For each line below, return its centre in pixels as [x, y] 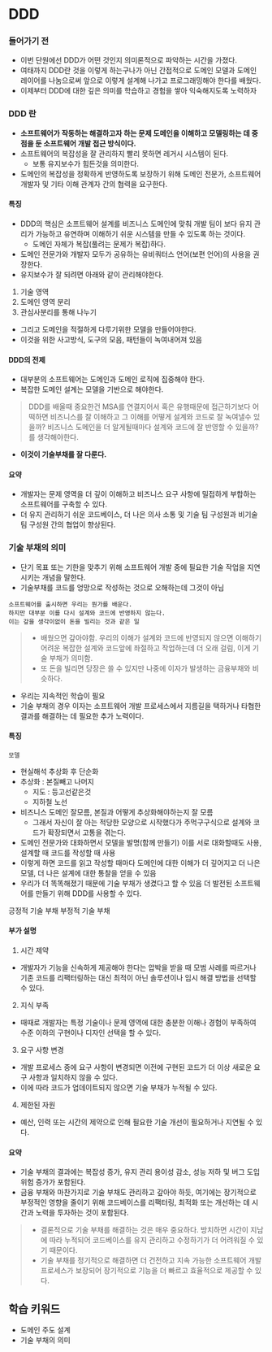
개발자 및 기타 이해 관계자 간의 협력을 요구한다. [94, 184]
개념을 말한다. [64, 577]
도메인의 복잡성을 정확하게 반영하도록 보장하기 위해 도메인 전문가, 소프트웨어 [140, 174]
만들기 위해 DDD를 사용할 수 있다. [89, 893]
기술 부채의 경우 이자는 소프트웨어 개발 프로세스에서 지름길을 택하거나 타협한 [140, 706]
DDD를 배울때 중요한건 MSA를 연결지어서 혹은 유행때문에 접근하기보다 [139, 406]
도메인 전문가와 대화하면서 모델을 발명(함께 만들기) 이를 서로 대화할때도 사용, [141, 842]
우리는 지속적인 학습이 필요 [63, 695]
